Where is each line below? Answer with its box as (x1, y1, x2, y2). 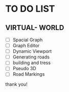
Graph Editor (12, 43, 40, 49)
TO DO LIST (5, 3, 55, 15)
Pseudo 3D (12, 66, 37, 72)
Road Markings (12, 71, 45, 77)
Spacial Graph (12, 37, 43, 43)
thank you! (5, 81, 28, 87)
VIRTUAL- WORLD (5, 23, 64, 32)
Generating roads (12, 54, 50, 60)
